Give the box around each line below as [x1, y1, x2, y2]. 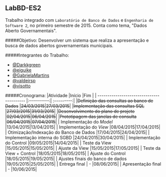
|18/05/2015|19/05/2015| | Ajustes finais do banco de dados [5, 156, 127, 162]
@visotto [12, 83, 31, 89]
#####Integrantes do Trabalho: [5, 52, 69, 58]
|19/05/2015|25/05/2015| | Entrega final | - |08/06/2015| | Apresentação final [5, 161, 162, 167]
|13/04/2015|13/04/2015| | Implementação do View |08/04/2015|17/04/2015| [5, 124, 161, 130]
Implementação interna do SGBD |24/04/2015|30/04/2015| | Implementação [5, 134, 161, 140]
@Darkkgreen [12, 61, 41, 67]
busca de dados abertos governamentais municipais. [5, 42, 113, 49]
